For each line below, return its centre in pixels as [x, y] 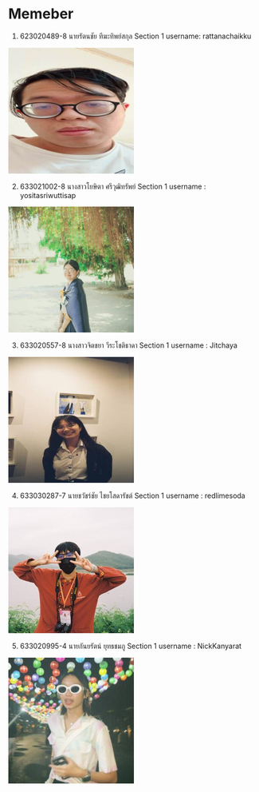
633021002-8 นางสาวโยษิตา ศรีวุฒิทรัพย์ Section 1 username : [113, 186]
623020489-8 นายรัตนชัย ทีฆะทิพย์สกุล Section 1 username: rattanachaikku [135, 36]
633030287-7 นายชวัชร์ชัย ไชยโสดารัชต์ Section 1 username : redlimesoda [132, 495]
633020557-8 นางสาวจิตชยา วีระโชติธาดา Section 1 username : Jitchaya [128, 345]
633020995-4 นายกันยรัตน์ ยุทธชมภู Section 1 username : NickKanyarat [130, 646]
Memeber [41, 14]
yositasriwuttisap [48, 195]
